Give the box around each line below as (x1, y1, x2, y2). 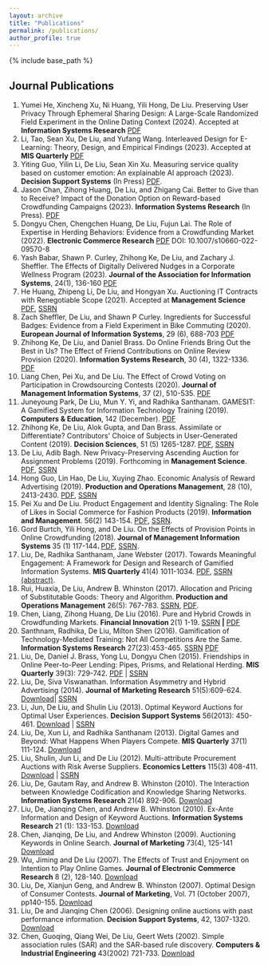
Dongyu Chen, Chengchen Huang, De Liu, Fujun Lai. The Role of (20, 219, 232, 228)
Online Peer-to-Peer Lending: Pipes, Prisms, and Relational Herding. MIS (20, 660, 260, 670)
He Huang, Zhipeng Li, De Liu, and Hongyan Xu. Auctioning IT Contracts (20, 287, 258, 296)
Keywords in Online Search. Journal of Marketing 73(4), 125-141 (20, 838, 234, 848)
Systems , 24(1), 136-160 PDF (20, 279, 118, 288)
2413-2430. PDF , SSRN (20, 490, 97, 500)
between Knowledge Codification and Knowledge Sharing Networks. (20, 787, 247, 797)
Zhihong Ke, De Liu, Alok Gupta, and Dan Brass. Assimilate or (20, 422, 223, 432)
